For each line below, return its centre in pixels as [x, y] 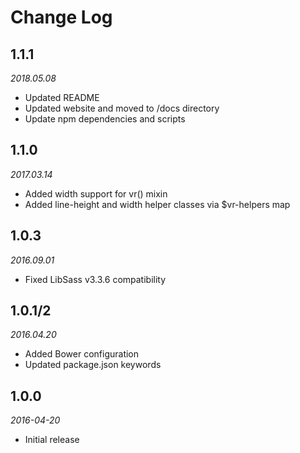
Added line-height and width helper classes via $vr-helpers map [157, 204]
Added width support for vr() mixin [96, 193]
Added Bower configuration [82, 354]
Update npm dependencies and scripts [105, 119]
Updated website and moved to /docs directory [122, 108]
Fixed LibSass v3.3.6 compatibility [95, 279]
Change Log [61, 17]
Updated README [62, 97]
